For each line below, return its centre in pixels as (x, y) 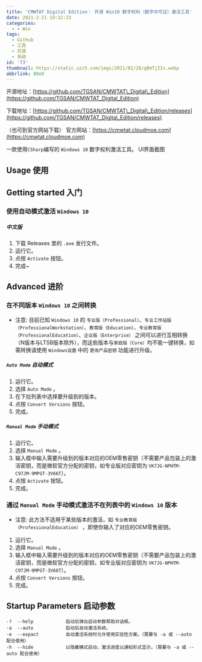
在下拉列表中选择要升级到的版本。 (57, 396)
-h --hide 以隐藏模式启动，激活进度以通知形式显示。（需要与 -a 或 (96, 647)
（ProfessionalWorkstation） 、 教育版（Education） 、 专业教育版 (88, 327)
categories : (21, 23)
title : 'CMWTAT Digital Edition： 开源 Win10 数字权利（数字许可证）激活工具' (99, 12)
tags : (13, 34)
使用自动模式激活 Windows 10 (48, 211)
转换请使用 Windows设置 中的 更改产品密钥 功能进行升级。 (88, 350)
